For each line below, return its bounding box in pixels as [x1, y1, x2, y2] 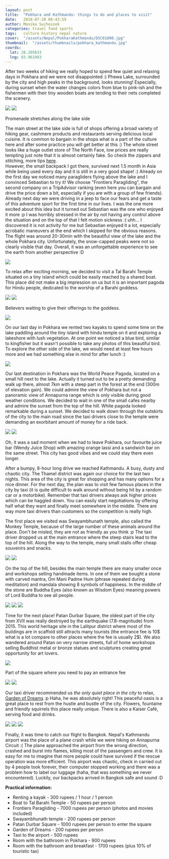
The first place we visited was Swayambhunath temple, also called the [5, 518, 151, 525]
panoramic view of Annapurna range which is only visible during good [5, 392, 151, 398]
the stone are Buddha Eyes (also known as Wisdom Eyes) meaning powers [5, 587, 160, 593]
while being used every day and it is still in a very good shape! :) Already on [5, 168, 162, 175]
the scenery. [5, 95, 31, 101]
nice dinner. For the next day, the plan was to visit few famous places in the [5, 481, 162, 488]
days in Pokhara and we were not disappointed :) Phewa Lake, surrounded [5, 74, 160, 80]
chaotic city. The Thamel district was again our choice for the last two [5, 471, 150, 477]
